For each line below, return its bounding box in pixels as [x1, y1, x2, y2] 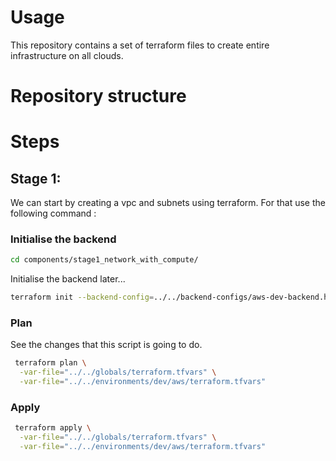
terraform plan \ [14, 358, 87, 368]
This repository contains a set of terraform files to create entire [10, 39, 270, 51]
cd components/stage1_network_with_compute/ [10, 255, 199, 265]
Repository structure [10, 85, 187, 108]
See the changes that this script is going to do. [10, 339, 203, 351]
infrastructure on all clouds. [10, 49, 124, 61]
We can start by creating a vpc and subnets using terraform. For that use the [10, 197, 326, 209]
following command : [10, 207, 97, 220]
